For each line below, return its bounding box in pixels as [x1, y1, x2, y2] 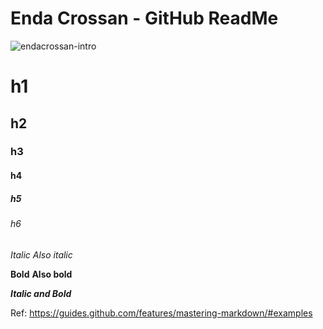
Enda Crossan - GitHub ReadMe [10, 7, 279, 30]
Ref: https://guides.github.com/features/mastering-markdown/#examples [10, 307, 313, 319]
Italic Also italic [10, 248, 73, 261]
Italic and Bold [10, 287, 72, 299]
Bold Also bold [10, 268, 73, 280]
